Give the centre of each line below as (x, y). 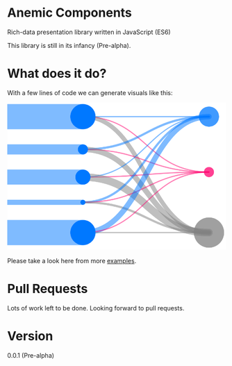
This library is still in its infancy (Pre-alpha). (69, 45)
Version (30, 336)
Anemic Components (69, 13)
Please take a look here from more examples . (72, 260)
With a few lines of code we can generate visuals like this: (90, 92)
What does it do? (57, 74)
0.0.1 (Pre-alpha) (31, 355)
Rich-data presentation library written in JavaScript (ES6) (89, 32)
